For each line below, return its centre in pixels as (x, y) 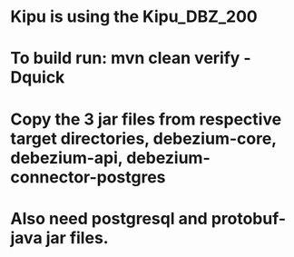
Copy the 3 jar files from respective (146, 119)
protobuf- (249, 218)
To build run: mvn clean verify (125, 59)
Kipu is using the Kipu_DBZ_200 (134, 17)
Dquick (38, 78)
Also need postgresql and (109, 218)
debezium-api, (67, 158)
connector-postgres (88, 177)
